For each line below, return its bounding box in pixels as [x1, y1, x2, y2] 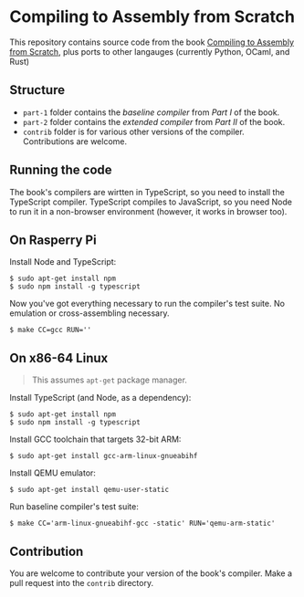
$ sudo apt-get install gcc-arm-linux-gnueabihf [9, 452, 198, 461]
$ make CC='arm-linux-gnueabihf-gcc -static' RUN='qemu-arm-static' [9, 518, 276, 529]
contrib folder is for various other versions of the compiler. [22, 126, 245, 137]
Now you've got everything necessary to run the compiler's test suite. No [9, 298, 286, 309]
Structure [9, 82, 66, 98]
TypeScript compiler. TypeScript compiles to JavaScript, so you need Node [9, 196, 292, 207]
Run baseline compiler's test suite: [9, 501, 139, 512]
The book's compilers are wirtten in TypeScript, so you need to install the [9, 186, 285, 197]
